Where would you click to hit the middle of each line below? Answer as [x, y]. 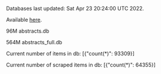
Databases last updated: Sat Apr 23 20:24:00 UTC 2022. [75, 8]
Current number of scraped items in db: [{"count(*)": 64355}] [81, 65]
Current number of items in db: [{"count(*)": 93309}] [70, 54]
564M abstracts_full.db [34, 42]
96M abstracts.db [28, 31]
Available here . [24, 20]
